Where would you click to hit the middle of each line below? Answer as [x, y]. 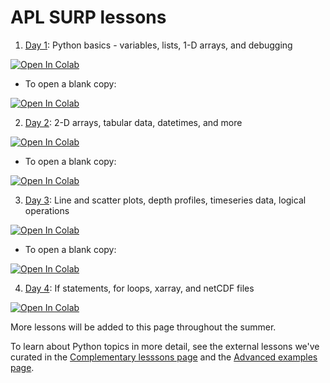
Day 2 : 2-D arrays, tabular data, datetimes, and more [133, 122]
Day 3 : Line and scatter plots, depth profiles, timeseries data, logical [165, 200]
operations [47, 210]
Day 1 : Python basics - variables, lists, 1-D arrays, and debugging [158, 45]
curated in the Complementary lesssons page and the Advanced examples [164, 357]
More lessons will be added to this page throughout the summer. [143, 327]
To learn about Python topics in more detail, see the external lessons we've [165, 346]
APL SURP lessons [88, 17]
